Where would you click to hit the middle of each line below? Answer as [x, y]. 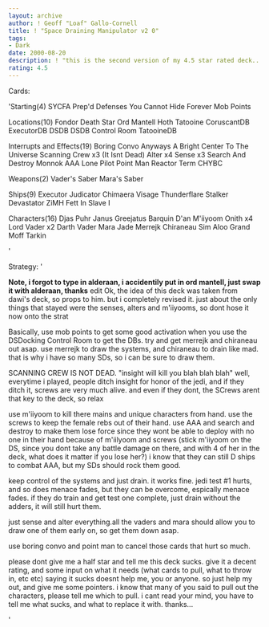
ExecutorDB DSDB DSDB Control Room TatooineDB [93, 130]
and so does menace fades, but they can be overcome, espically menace [129, 489]
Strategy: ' [25, 267]
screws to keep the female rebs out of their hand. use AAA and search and [131, 422]
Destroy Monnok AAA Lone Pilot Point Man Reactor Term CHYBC [115, 163]
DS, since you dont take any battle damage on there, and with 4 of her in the [134, 448]
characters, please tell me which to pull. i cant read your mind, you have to [131, 596]
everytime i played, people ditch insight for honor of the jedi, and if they [126, 381]
